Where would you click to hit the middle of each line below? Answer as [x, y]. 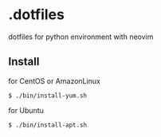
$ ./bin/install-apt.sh [48, 125]
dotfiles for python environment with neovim [81, 37]
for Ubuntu [26, 110]
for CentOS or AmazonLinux [55, 80]
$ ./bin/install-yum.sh [48, 96]
